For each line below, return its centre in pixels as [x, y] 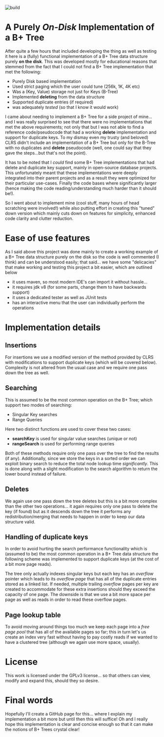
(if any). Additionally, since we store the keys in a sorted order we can [75, 458]
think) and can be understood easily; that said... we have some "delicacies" [81, 262]
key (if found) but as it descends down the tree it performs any [68, 511]
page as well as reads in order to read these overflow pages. [66, 599]
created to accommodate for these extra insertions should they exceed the [80, 589]
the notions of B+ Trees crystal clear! [42, 729]
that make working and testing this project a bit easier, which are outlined [79, 267]
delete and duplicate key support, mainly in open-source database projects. [81, 167]
